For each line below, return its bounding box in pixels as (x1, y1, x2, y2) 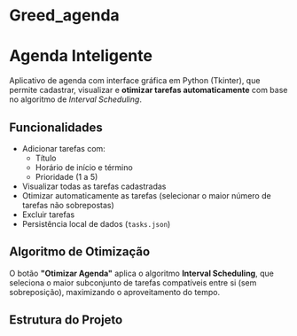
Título (35, 152, 57, 163)
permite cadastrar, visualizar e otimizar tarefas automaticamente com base (9, 85, 288, 96)
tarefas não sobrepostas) (21, 199, 115, 210)
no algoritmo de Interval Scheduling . (9, 94, 142, 105)
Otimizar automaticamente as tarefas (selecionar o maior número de (21, 190, 272, 200)
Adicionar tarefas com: (21, 143, 106, 153)
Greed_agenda (9, 5, 120, 26)
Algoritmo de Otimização (9, 245, 151, 260)
